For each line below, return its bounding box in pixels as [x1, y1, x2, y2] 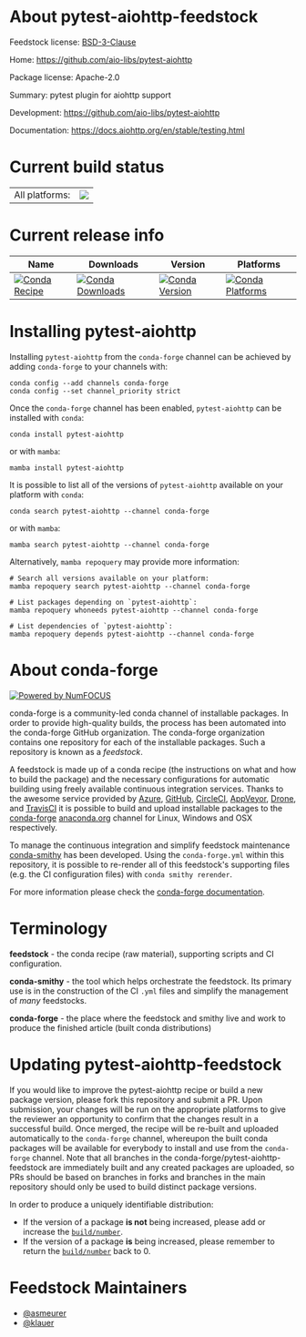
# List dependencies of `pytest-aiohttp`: [9, 621, 173, 630]
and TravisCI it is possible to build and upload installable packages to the [9, 802, 283, 813]
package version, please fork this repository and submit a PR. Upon [9, 1094, 263, 1105]
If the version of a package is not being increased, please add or [22, 1216, 266, 1227]
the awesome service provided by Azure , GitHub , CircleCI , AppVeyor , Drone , [9, 792, 297, 803]
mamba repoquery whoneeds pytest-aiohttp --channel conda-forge [9, 606, 259, 615]
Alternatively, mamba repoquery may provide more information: [9, 556, 240, 566]
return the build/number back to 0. [22, 1245, 151, 1256]
